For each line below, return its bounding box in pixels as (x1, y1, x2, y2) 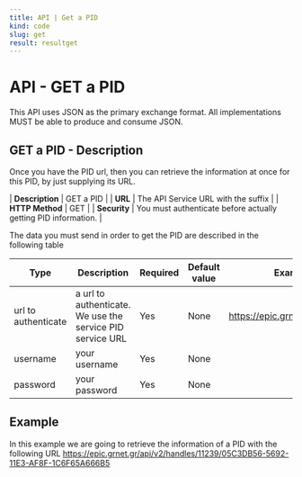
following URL (9, 447, 61, 459)
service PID (75, 321, 124, 333)
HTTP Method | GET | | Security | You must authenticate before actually (9, 203, 277, 213)
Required (138, 266, 180, 279)
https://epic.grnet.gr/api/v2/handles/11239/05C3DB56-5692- (62, 447, 289, 459)
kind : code (9, 22, 50, 31)
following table (9, 239, 65, 250)
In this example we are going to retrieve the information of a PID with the (9, 438, 278, 449)
